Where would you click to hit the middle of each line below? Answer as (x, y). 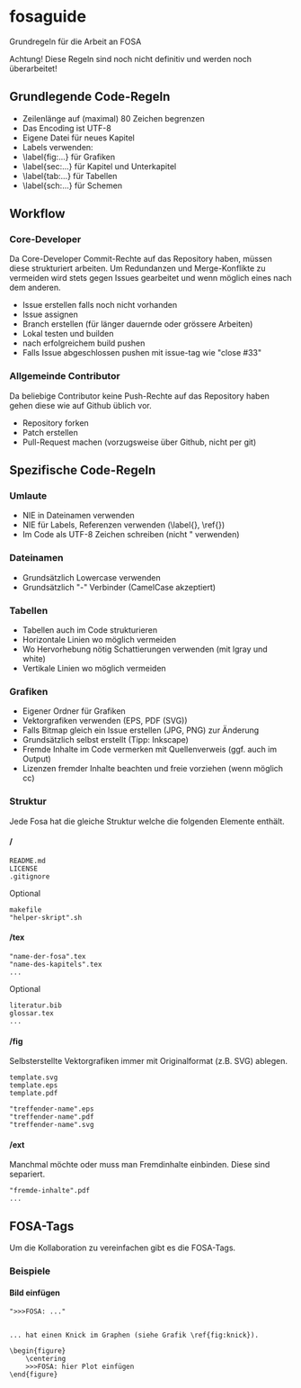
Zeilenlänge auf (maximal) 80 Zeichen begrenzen (113, 118)
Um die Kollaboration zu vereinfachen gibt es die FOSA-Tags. (123, 1248)
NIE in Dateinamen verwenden (78, 516)
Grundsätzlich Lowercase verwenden (91, 577)
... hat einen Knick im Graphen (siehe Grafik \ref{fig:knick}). (134, 1335)
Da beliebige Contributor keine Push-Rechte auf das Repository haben (139, 396)
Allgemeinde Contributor (65, 376)
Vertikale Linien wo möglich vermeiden (94, 669)
